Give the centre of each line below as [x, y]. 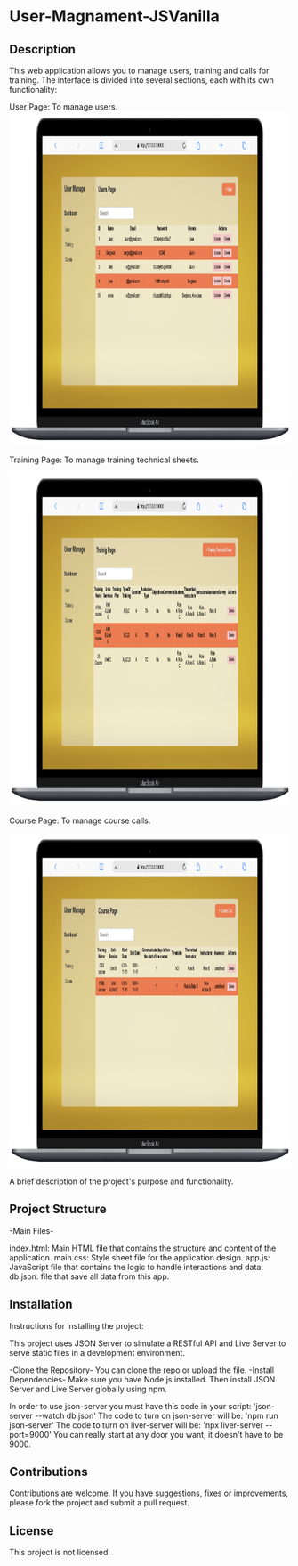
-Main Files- [32, 1230]
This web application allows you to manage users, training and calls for [139, 70]
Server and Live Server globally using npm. [88, 1389]
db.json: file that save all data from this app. [89, 1276]
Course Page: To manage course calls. [80, 820]
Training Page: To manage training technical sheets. [105, 460]
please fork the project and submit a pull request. [99, 1503]
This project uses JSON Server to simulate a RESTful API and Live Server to [148, 1343]
